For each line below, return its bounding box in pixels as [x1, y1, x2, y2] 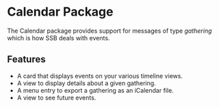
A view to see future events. [16, 93, 96, 102]
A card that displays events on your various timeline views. [16, 72, 183, 80]
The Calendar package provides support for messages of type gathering [7, 27, 212, 35]
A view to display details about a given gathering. [16, 79, 156, 87]
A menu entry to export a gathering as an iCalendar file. [16, 86, 175, 94]
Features [7, 54, 46, 65]
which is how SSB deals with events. [7, 33, 110, 42]
